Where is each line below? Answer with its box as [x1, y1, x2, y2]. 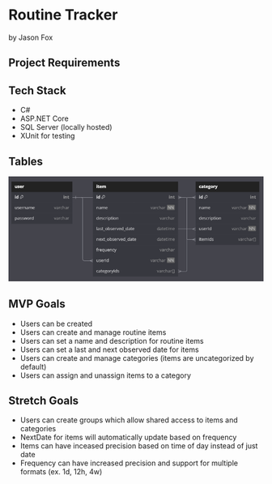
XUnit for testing [19, 131, 75, 141]
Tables [8, 154, 43, 168]
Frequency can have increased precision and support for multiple [19, 458, 239, 468]
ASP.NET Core [19, 114, 69, 123]
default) [19, 362, 47, 371]
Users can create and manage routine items [19, 327, 167, 337]
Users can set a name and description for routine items [19, 336, 204, 345]
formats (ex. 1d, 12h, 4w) [19, 467, 103, 477]
